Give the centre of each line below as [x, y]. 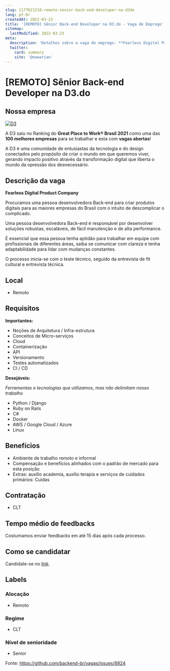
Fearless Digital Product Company [42, 193]
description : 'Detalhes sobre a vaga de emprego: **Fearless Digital [84, 43]
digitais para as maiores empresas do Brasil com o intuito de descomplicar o [85, 208]
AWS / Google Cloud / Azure [42, 424]
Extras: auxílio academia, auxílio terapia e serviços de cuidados [79, 474]
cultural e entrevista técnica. [35, 264]
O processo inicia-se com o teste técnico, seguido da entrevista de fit [78, 259]
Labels [16, 580]
